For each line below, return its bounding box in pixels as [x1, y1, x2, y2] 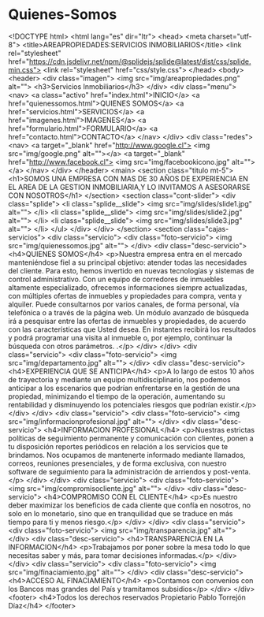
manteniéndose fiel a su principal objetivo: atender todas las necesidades [8, 258, 247, 267]
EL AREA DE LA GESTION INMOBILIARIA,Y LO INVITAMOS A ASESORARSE [8, 182, 251, 191]
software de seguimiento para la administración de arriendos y [8, 466, 212, 476]
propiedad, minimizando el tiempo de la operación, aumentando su [8, 392, 225, 401]
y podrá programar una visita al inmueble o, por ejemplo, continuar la [8, 333, 232, 342]
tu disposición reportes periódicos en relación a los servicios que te [8, 441, 229, 451]
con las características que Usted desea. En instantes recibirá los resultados [8, 325, 256, 334]
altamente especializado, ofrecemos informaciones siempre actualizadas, [8, 282, 247, 292]
